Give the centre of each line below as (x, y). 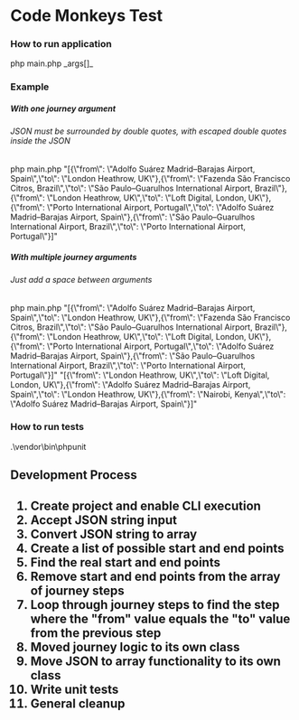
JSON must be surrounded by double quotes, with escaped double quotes (149, 131)
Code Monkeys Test (87, 16)
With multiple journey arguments (74, 257)
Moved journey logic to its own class (135, 647)
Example (30, 87)
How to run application (61, 44)
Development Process (74, 475)
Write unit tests (75, 689)
